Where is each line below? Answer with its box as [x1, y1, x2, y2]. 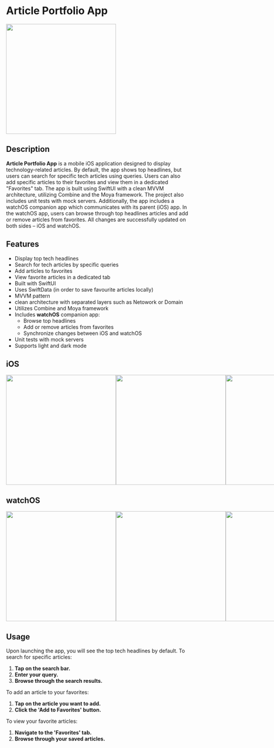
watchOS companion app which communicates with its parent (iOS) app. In [6, 204, 187, 211]
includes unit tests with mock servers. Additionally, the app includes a [6, 197, 174, 204]
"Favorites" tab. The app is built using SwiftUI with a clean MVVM [6, 185, 164, 192]
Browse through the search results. [14, 678, 103, 684]
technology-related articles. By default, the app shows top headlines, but [6, 166, 182, 173]
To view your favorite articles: [6, 717, 78, 725]
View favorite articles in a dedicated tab [14, 273, 111, 280]
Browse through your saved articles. [14, 735, 105, 742]
